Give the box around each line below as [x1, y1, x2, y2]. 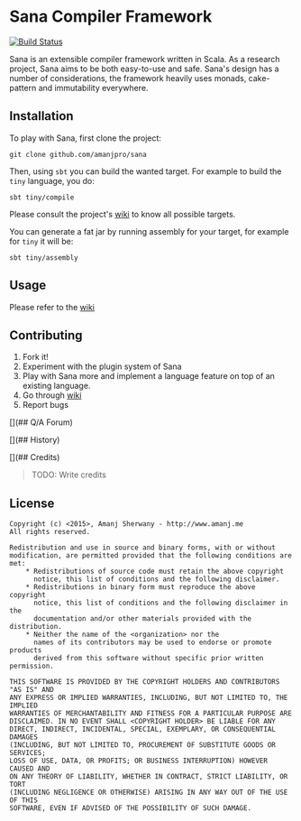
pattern [9, 82, 37, 93]
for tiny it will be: [9, 235, 74, 246]
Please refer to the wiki [9, 301, 95, 312]
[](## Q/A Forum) [9, 417, 74, 428]
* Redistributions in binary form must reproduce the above [25, 583, 256, 592]
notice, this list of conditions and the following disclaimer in [32, 598, 288, 608]
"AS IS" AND [9, 686, 54, 695]
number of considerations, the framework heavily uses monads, [9, 72, 247, 83]
